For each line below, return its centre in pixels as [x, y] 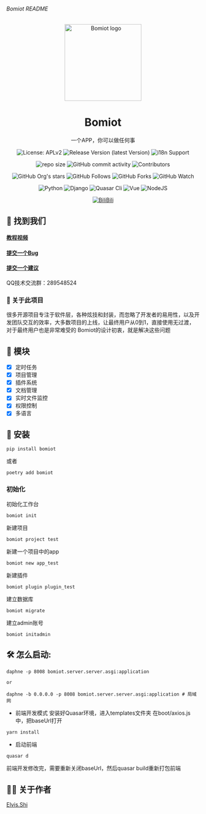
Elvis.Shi [17, 805]
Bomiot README [27, 9]
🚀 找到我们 [26, 221]
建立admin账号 [25, 623]
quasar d [17, 756]
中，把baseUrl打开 [39, 721]
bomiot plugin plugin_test [41, 587]
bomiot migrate [26, 610]
